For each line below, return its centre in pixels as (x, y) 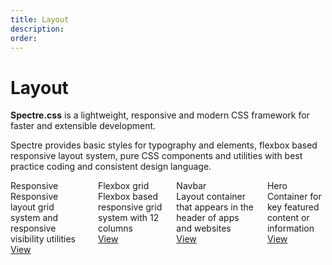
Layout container (211, 197)
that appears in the (215, 207)
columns (115, 228)
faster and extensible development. (83, 126)
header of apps (208, 218)
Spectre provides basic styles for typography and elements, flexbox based (164, 145)
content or (288, 218)
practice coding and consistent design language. (111, 167)
